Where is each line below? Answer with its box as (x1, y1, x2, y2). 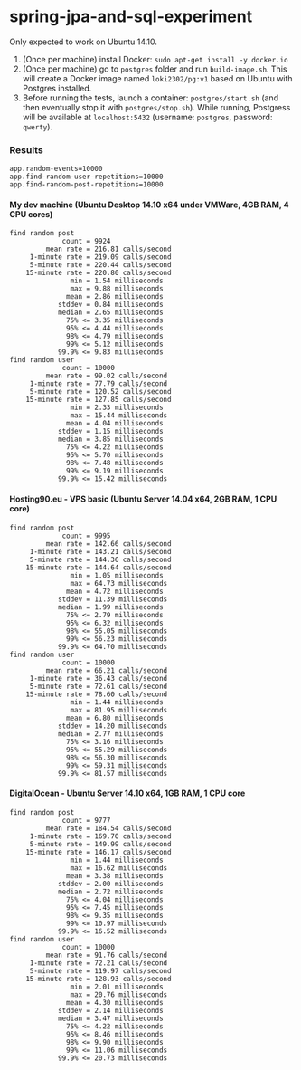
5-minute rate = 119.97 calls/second (29, 966, 172, 975)
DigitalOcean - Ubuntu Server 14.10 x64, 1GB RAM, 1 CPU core (9, 788, 246, 798)
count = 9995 (61, 531, 111, 540)
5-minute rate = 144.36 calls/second (29, 555, 172, 564)
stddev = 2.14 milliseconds (57, 1006, 165, 1015)
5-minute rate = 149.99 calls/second (29, 839, 172, 848)
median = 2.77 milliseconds (57, 729, 165, 739)
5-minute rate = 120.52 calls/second (29, 387, 172, 396)
